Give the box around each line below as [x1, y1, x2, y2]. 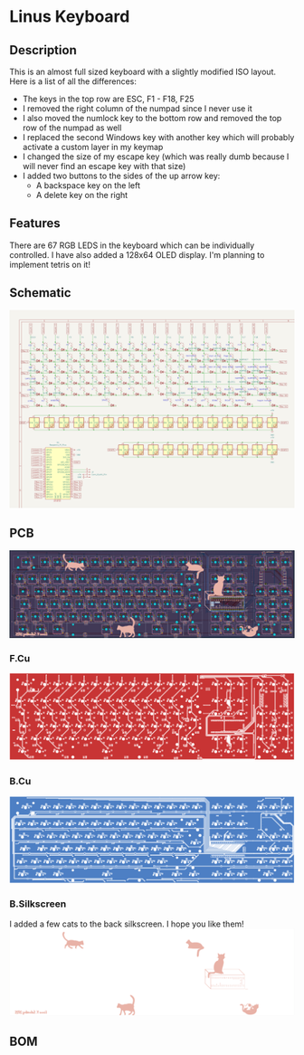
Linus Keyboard [9, 6, 130, 27]
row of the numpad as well [22, 122, 122, 133]
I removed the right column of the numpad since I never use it [22, 103, 253, 114]
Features [9, 215, 61, 232]
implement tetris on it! [9, 259, 90, 270]
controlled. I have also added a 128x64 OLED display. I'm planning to [9, 249, 265, 260]
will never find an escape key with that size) [22, 161, 186, 171]
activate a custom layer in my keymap [22, 142, 164, 152]
